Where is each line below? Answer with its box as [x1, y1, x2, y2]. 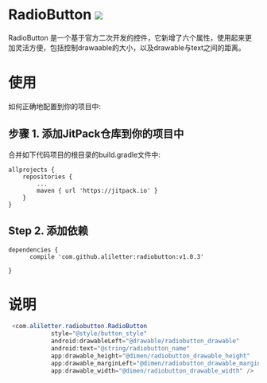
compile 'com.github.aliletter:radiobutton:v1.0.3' [29, 252, 204, 260]
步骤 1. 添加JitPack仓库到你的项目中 [8, 127, 184, 141]
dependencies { [8, 245, 59, 254]
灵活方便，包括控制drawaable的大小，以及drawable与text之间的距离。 [14, 42, 246, 53]
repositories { [22, 173, 73, 181]
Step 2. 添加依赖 [8, 225, 89, 238]
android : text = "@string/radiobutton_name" [50, 345, 191, 353]
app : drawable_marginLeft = [50, 359, 137, 367]
